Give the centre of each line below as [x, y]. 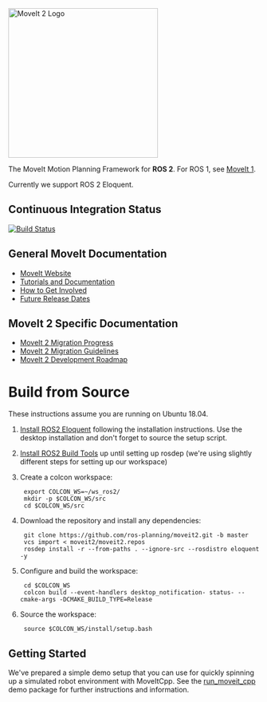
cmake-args [38, 600]
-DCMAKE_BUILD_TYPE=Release [106, 600]
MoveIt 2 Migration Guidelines [69, 351]
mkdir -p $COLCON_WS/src [65, 499]
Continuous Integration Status [85, 209]
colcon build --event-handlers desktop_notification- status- [129, 593]
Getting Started [47, 653]
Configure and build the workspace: [79, 571]
